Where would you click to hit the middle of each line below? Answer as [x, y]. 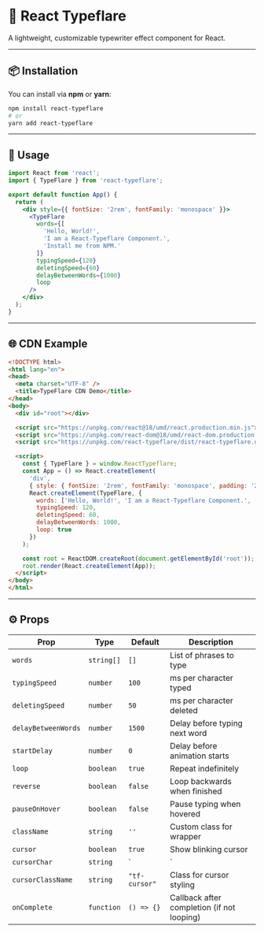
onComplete [32, 907]
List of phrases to [202, 655]
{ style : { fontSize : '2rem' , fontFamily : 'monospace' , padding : [138, 485]
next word [189, 733]
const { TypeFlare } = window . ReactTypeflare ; [100, 464]
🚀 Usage [29, 155]
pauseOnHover [37, 808]
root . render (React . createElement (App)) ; [89, 566]
